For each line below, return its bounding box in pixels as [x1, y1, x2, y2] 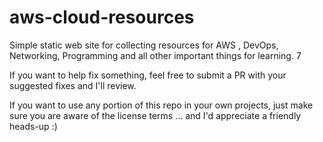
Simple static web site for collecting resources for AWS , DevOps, [9, 39, 279, 51]
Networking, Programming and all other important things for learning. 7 [9, 49, 302, 61]
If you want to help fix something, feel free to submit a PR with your [9, 69, 287, 81]
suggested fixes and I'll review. [9, 79, 137, 91]
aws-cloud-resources [9, 6, 195, 29]
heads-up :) [9, 120, 58, 132]
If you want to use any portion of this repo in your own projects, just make [9, 99, 314, 111]
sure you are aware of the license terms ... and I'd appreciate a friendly [9, 109, 302, 121]
